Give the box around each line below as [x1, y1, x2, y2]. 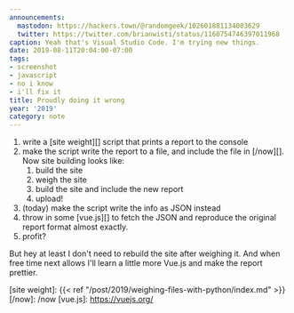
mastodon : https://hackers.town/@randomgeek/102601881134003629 [17, 21, 260, 30]
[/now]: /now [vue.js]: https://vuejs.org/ [9, 294, 154, 305]
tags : [9, 54, 29, 63]
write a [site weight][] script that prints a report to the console [21, 137, 249, 148]
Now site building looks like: [21, 156, 125, 166]
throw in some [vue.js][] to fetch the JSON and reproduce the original [21, 213, 277, 223]
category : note [9, 112, 66, 121]
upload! [35, 193, 64, 205]
